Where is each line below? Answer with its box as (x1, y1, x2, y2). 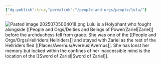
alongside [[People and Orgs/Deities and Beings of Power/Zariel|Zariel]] (5, 26, 154, 32)
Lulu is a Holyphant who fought (87, 21, 151, 27)
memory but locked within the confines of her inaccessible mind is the (5, 47, 150, 53)
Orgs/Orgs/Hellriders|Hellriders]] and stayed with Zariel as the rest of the (5, 37, 156, 43)
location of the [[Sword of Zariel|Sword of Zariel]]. (5, 53, 109, 59)
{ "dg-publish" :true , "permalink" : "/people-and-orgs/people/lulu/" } (5, 7, 147, 12)
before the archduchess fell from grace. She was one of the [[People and (5, 31, 156, 37)
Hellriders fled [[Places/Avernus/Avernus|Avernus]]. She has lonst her (5, 42, 149, 48)
